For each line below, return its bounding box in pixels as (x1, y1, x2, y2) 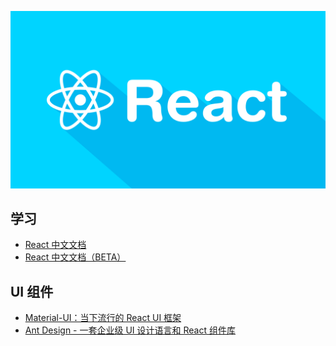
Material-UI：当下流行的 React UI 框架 (24, 312, 182, 324)
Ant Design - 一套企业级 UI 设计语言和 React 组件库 (24, 324, 236, 336)
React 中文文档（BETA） (24, 251, 127, 263)
